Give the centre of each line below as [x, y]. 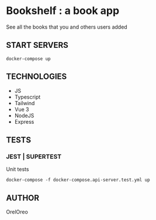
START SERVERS [37, 45]
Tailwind [25, 103]
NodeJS [24, 116]
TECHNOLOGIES [37, 77]
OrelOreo [17, 212]
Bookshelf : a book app [63, 11]
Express [24, 121]
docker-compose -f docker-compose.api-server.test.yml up [78, 180]
